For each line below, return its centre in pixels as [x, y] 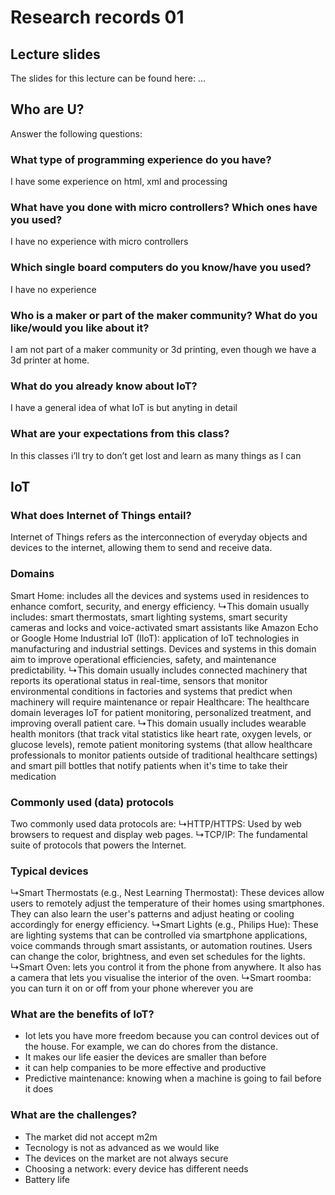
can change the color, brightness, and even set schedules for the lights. [158, 957]
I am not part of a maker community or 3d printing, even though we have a [163, 349]
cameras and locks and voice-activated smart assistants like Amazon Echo [164, 627]
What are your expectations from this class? [120, 434]
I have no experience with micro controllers [99, 242]
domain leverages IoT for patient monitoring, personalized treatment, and [161, 712]
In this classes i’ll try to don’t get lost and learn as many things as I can [156, 455]
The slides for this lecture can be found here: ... [108, 78]
